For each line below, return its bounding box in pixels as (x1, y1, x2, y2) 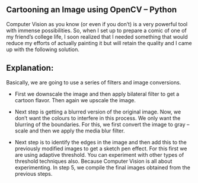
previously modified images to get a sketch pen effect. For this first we (14, 145, 187, 152)
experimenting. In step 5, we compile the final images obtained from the (14, 163, 191, 171)
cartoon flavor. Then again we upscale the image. (14, 96, 136, 103)
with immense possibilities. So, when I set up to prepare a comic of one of (6, 27, 187, 34)
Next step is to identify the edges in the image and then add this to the (14, 138, 187, 146)
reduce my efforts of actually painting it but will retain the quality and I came (6, 39, 193, 46)
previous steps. (14, 170, 53, 177)
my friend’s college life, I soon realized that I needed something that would (6, 33, 188, 40)
